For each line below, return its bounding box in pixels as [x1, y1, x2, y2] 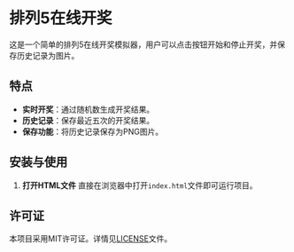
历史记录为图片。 [16, 50, 80, 60]
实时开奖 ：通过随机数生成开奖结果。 [21, 104, 155, 114]
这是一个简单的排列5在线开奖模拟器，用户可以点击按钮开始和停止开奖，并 [9, 39, 278, 50]
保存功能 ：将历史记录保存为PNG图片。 [21, 126, 164, 137]
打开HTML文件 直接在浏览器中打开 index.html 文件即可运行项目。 [21, 179, 259, 191]
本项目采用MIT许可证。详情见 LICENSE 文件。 [9, 233, 173, 244]
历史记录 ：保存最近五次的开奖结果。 [21, 114, 155, 125]
